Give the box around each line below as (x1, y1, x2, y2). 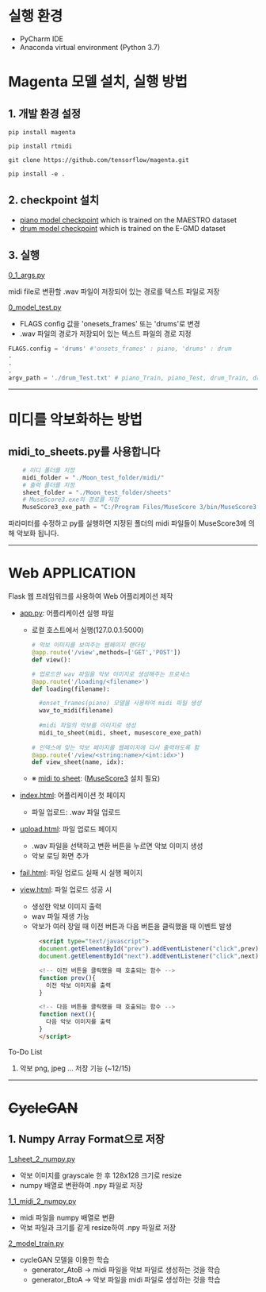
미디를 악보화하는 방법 (8, 411, 142, 429)
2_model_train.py (8, 1238, 65, 1248)
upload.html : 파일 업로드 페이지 (19, 824, 118, 834)
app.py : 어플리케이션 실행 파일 (19, 608, 115, 618)
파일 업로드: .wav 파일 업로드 (31, 808, 121, 817)
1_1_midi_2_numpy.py (8, 1196, 77, 1205)
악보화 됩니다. (16, 529, 59, 538)
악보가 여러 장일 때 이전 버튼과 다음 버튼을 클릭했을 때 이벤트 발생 (31, 922, 232, 931)
